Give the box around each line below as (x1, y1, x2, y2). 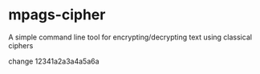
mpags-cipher (8, 6, 106, 24)
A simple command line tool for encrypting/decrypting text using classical (8, 32, 253, 42)
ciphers (8, 40, 34, 50)
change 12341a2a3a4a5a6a (8, 56, 100, 66)
